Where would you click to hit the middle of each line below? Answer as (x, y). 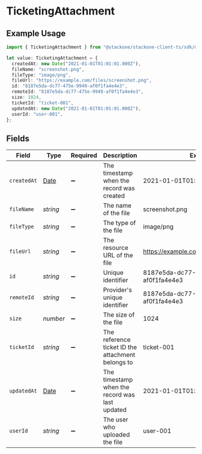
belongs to (118, 362)
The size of (119, 315)
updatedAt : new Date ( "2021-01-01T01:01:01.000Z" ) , (76, 109)
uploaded (117, 435)
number (54, 319)
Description (120, 156)
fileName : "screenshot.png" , (48, 69)
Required (84, 156)
